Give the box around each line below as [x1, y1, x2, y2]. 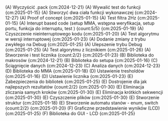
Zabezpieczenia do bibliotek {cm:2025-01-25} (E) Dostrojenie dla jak [5, 78, 147, 84]
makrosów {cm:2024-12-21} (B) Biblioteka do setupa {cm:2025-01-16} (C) [5, 57, 158, 63]
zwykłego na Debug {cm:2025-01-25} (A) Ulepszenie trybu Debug [5, 41, 142, 47]
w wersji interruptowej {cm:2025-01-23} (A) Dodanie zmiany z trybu [5, 36, 146, 42]
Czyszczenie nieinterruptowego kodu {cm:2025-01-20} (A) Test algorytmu [5, 31, 159, 36]
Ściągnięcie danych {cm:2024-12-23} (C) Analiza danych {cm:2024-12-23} [5, 62, 160, 68]
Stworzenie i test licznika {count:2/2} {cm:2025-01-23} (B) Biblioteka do [5, 52, 154, 58]
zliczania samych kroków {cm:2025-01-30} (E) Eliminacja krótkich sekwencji [5, 89, 163, 95]
